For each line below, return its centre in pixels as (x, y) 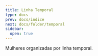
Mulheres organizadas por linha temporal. (49, 48)
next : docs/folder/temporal (35, 24)
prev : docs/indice (25, 19)
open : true (21, 34)
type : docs (17, 15)
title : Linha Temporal (29, 10)
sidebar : (15, 29)
